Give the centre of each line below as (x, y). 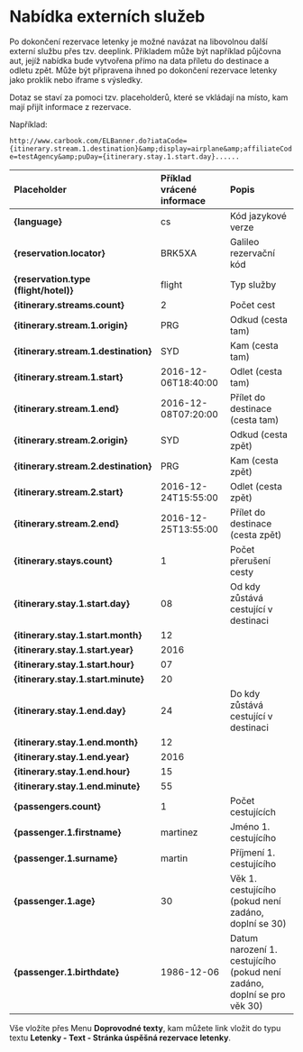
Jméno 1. (250, 827)
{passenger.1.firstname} (68, 832)
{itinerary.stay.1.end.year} (71, 756)
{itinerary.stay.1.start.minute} (79, 679)
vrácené (179, 189)
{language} (38, 221)
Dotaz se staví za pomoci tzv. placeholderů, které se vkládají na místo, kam (149, 97)
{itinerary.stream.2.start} (69, 491)
